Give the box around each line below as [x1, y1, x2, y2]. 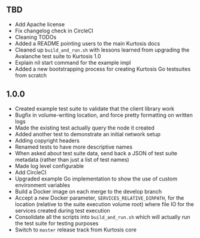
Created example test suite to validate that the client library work [14, 105, 175, 112]
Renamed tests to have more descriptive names [14, 143, 133, 150]
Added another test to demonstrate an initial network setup [14, 130, 160, 137]
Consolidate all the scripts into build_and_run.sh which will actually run [14, 213, 190, 221]
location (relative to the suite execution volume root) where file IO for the [14, 200, 195, 207]
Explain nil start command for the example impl [14, 59, 131, 66]
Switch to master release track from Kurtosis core [14, 226, 137, 233]
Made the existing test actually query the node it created [14, 124, 154, 131]
